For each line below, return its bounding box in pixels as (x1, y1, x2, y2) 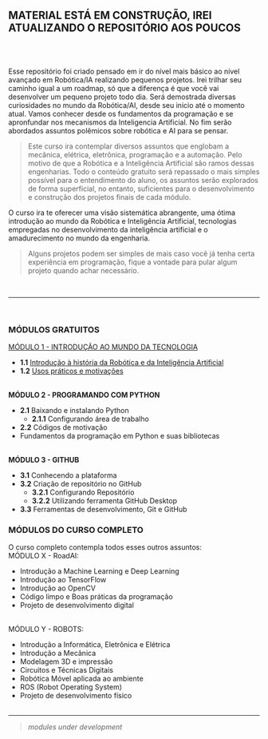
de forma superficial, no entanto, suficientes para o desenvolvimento (27, 184, 255, 193)
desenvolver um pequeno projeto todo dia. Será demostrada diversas (8, 92, 237, 101)
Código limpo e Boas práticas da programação (19, 592, 173, 602)
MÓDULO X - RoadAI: (8, 551, 80, 561)
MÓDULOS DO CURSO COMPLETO (8, 525, 144, 536)
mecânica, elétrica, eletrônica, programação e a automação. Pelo (27, 149, 242, 159)
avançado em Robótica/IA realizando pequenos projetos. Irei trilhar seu (8, 74, 242, 85)
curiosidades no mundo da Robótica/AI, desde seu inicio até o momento (8, 100, 245, 109)
